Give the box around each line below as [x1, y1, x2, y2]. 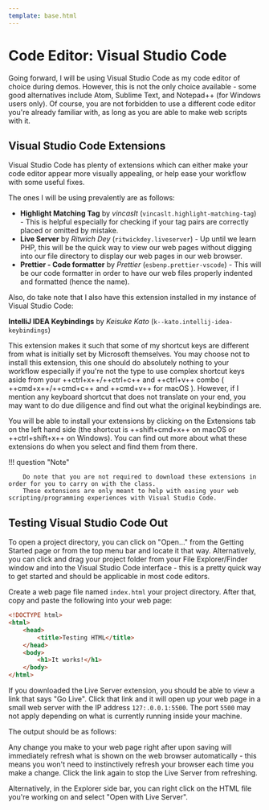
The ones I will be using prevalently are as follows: [8, 193, 175, 203]
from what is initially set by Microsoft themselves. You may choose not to [8, 349, 251, 359]
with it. [8, 116, 31, 125]
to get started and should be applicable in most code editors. [8, 572, 210, 582]
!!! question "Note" [8, 458, 70, 467]
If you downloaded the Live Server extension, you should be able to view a [8, 685, 255, 696]
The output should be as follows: [8, 727, 117, 737]
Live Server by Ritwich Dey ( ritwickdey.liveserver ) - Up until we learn [19, 234, 257, 244]
